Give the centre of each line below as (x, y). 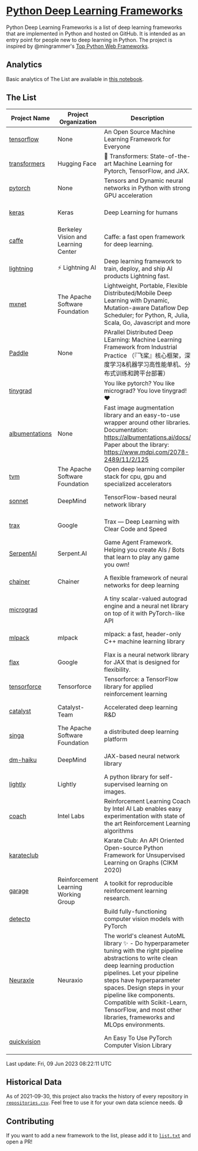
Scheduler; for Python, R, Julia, (147, 315)
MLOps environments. (134, 1024)
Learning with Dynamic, (137, 300)
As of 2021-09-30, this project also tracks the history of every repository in (97, 1097)
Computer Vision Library (138, 1045)
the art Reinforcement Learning (147, 823)
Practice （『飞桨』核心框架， (144, 355)
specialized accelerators (138, 483)
